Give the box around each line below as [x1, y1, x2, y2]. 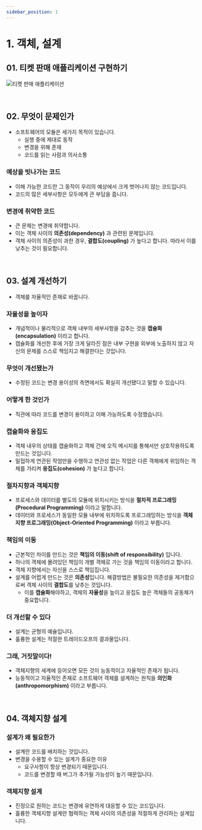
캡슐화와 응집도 [6, 427, 48, 435]
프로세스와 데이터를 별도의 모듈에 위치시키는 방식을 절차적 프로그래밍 [15, 497, 177, 504]
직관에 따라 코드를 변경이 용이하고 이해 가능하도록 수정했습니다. [15, 410, 165, 418]
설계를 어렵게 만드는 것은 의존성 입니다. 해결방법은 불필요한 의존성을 [15, 574, 174, 581]
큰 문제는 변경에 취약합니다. [15, 222, 80, 229]
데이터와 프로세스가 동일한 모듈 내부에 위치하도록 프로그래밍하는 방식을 [15, 512, 182, 519]
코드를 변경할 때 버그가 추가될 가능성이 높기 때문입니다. [24, 771, 154, 778]
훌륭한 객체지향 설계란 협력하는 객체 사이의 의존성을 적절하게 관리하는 [15, 810, 178, 817]
